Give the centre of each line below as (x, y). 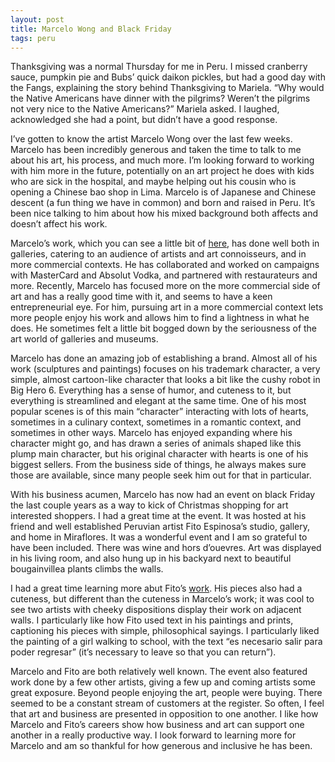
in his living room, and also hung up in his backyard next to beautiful (151, 558)
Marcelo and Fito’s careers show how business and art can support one (157, 725)
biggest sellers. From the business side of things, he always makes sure (158, 465)
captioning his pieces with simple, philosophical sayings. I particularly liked (165, 631)
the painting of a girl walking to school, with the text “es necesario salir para (166, 642)
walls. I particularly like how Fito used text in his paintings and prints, (152, 620)
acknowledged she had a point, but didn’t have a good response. (144, 120)
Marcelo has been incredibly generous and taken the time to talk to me (156, 150)
